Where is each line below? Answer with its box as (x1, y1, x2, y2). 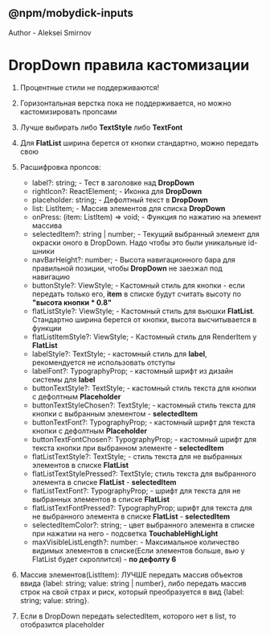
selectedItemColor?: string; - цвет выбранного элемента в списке (31, 519, 256, 530)
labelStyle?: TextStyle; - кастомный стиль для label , (31, 349, 207, 358)
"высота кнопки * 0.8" (31, 297, 112, 307)
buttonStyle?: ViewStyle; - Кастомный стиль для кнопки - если (31, 280, 245, 290)
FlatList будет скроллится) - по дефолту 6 (31, 554, 177, 564)
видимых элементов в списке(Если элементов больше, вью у (31, 545, 245, 555)
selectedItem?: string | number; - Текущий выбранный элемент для (31, 229, 260, 238)
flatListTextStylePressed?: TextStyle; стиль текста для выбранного (31, 469, 257, 478)
